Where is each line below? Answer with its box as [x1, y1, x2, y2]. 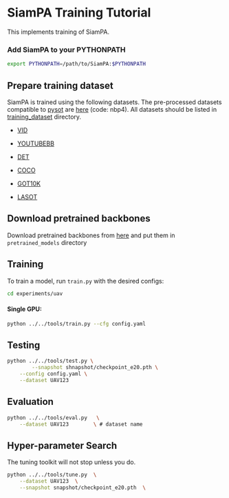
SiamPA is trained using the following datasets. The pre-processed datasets [7, 98, 222, 106]
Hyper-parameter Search [7, 439, 118, 451]
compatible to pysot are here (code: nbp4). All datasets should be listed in [7, 105, 217, 113]
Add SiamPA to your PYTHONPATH [7, 45, 126, 54]
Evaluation [7, 396, 54, 408]
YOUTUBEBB [17, 139, 55, 148]
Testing [7, 339, 41, 351]
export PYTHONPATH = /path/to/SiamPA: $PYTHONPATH [7, 61, 146, 68]
